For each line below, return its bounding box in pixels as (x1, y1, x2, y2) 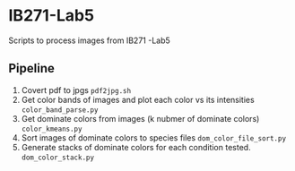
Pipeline (8, 61, 56, 76)
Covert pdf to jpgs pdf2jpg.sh (21, 84, 132, 95)
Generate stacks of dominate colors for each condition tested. (21, 141, 252, 152)
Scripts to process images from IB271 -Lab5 (8, 35, 171, 46)
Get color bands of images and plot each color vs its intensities (21, 94, 255, 105)
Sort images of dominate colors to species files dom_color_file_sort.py (21, 132, 287, 143)
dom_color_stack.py (21, 153, 95, 162)
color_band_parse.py (21, 105, 99, 115)
